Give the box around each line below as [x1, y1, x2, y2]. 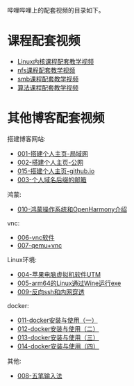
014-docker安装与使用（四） [17, 341, 99, 350]
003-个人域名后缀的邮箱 [17, 175, 87, 184]
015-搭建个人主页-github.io [17, 166, 95, 175]
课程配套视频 [7, 33, 81, 49]
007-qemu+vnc [17, 241, 62, 249]
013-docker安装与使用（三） [17, 333, 99, 341]
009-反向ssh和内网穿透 [17, 287, 85, 296]
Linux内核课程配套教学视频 [17, 57, 94, 65]
